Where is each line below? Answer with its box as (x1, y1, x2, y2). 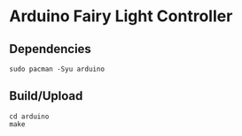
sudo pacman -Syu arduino (9, 64, 105, 73)
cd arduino (9, 112, 50, 121)
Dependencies (9, 42, 91, 57)
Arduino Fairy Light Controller (9, 6, 233, 26)
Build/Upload (9, 88, 83, 103)
